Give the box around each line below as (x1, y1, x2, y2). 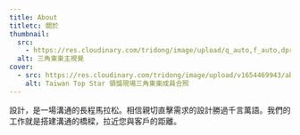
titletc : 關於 (9, 21, 60, 30)
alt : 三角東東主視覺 (17, 54, 85, 63)
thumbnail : (9, 29, 50, 38)
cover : (9, 63, 34, 72)
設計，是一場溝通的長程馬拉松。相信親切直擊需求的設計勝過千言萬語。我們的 (9, 104, 291, 115)
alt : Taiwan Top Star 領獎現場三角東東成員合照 (25, 79, 189, 88)
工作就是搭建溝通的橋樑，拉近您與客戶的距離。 (9, 115, 181, 126)
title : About (9, 12, 58, 22)
